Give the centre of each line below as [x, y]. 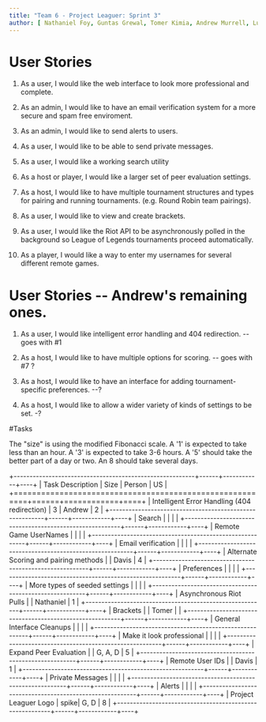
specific [33, 390]
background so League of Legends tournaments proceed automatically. [137, 240]
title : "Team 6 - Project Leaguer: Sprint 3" [85, 15]
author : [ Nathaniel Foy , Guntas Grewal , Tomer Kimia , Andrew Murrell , [129, 23]
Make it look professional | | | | [171, 636]
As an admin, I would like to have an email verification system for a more [138, 107]
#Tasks [21, 429]
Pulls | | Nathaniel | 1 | [44, 602]
